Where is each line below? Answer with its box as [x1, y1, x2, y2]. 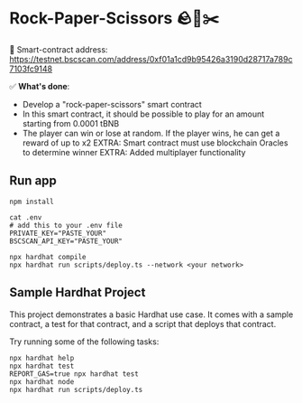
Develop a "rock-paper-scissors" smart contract [22, 98, 203, 109]
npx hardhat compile [9, 252, 87, 261]
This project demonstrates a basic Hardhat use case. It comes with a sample [9, 309, 294, 320]
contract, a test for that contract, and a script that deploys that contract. [9, 318, 277, 329]
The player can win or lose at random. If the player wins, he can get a [22, 127, 280, 138]
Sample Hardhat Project [9, 285, 146, 300]
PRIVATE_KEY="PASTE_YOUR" [9, 229, 106, 238]
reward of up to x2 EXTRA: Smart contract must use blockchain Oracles [22, 137, 288, 148]
